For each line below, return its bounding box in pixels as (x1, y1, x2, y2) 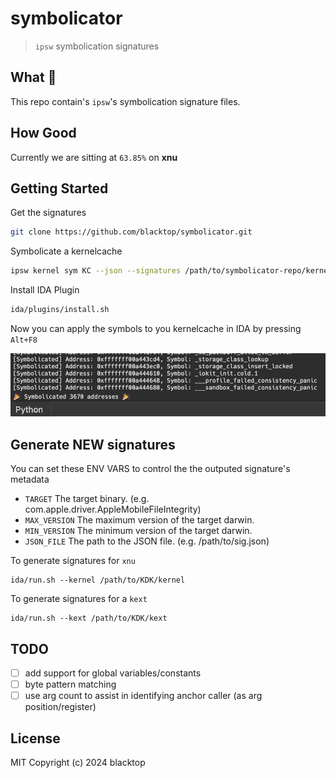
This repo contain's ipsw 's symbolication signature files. (10, 95, 241, 107)
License (10, 730, 61, 747)
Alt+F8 (10, 335, 38, 345)
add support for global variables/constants (24, 667, 202, 679)
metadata (10, 473, 50, 486)
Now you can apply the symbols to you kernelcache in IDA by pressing (10, 323, 302, 334)
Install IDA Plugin (10, 284, 80, 296)
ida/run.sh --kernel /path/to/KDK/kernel (10, 575, 186, 586)
